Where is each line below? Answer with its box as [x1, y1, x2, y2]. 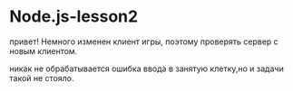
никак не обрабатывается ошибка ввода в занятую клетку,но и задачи [9, 63, 284, 74]
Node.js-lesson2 [9, 6, 139, 27]
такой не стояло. [9, 72, 74, 83]
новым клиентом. [9, 45, 78, 56]
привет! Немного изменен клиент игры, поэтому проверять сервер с [9, 36, 278, 47]
